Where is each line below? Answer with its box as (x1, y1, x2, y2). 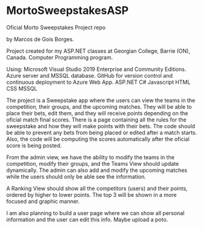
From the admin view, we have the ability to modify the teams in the (6, 153, 175, 161)
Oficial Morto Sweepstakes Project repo (6, 24, 106, 31)
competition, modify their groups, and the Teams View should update (6, 160, 179, 167)
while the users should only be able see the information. (6, 173, 147, 180)
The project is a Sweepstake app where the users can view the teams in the (6, 97, 196, 104)
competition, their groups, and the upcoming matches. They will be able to (6, 103, 192, 110)
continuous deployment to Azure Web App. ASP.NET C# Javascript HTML (6, 78, 191, 86)
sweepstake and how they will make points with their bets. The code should (6, 122, 196, 129)
